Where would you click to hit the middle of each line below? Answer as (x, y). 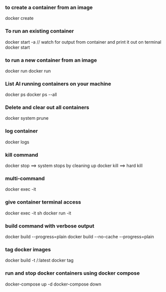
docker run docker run (28, 71)
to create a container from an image (49, 7)
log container (22, 131)
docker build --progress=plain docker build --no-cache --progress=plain (80, 236)
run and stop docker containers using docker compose (73, 273)
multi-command (25, 179)
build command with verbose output (50, 226)
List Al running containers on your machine (58, 83)
